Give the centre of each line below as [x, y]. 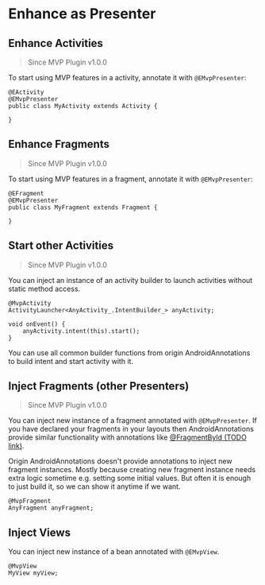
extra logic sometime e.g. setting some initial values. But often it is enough [130, 478]
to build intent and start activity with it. [71, 361]
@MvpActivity [30, 303]
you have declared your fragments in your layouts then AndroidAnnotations [131, 429]
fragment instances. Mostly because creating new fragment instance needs [132, 470]
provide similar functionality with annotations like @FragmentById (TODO [128, 437]
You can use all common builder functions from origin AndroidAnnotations [129, 353]
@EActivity [26, 92]
